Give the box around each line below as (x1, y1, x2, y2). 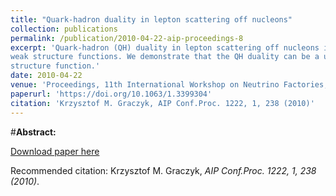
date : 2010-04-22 (10, 71, 83, 81)
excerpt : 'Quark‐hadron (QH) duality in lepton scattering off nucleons (10, 42, 320, 53)
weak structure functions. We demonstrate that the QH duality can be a (10, 52, 320, 62)
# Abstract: (10, 126, 57, 138)
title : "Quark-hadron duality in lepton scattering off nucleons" (10, 14, 293, 25)
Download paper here (10, 145, 100, 157)
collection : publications (10, 24, 118, 34)
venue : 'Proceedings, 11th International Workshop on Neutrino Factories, (10, 80, 329, 90)
